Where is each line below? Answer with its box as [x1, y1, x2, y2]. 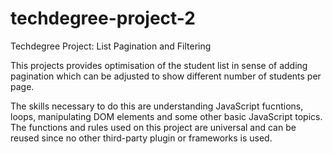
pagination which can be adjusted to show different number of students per [10, 70, 322, 82]
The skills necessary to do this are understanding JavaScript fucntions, [10, 100, 304, 112]
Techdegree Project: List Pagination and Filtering [10, 40, 212, 52]
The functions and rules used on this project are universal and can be [10, 121, 297, 133]
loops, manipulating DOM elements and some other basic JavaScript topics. [10, 110, 323, 122]
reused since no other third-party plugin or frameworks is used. [10, 132, 273, 144]
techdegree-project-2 [10, 7, 196, 30]
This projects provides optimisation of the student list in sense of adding [10, 59, 308, 71]
